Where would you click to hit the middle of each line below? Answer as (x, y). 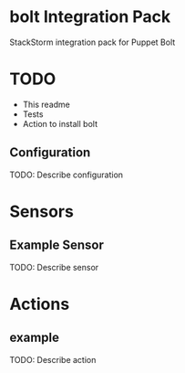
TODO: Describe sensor (54, 267)
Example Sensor (57, 245)
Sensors (42, 211)
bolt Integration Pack (90, 17)
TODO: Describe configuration (67, 175)
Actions (40, 304)
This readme (46, 104)
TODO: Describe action (53, 359)
